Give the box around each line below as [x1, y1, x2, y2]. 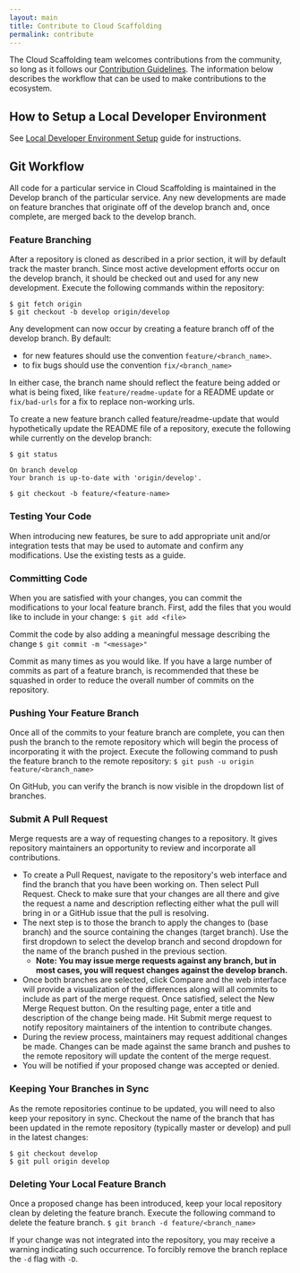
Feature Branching [9, 233, 92, 246]
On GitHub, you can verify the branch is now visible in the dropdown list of [9, 781, 285, 792]
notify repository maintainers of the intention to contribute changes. [21, 1022, 273, 1033]
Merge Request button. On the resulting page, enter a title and [21, 1003, 252, 1014]
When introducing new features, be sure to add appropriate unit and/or [9, 530, 271, 541]
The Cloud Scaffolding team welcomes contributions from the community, [9, 55, 282, 65]
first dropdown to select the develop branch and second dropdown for [21, 937, 283, 947]
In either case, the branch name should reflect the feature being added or [9, 378, 280, 388]
